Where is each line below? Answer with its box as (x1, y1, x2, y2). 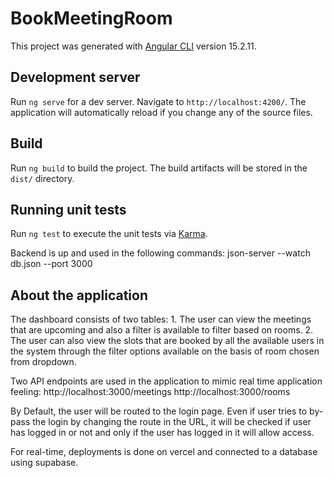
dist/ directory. (10, 172, 75, 184)
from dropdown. (10, 356, 77, 368)
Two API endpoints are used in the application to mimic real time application (10, 375, 323, 387)
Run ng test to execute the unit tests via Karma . (10, 228, 208, 240)
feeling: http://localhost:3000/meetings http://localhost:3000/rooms (10, 386, 291, 398)
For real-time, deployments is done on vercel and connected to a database (10, 446, 318, 458)
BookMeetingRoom (10, 7, 173, 30)
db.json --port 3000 (10, 258, 93, 270)
